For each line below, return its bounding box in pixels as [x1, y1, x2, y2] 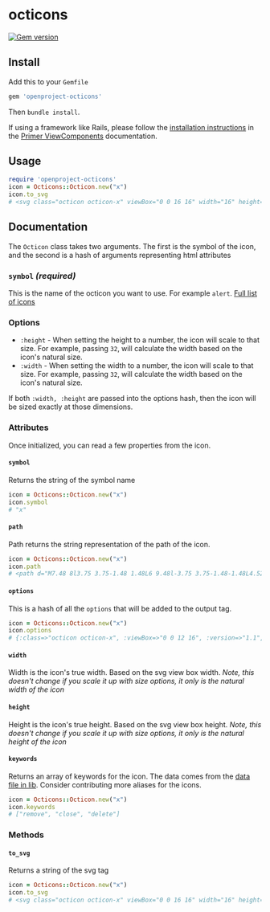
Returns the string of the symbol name [8, 475, 136, 485]
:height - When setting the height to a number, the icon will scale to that [19, 335, 260, 345]
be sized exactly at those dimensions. [8, 402, 133, 411]
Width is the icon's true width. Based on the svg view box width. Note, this [8, 668, 255, 677]
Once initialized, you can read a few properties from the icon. [8, 440, 211, 450]
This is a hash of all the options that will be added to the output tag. [8, 603, 232, 613]
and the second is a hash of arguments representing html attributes [8, 250, 231, 260]
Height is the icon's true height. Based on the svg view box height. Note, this [8, 719, 262, 729]
